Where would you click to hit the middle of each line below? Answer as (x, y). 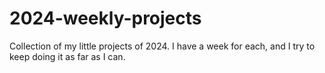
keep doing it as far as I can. (67, 56)
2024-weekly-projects (105, 18)
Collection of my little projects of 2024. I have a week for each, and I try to (162, 46)
